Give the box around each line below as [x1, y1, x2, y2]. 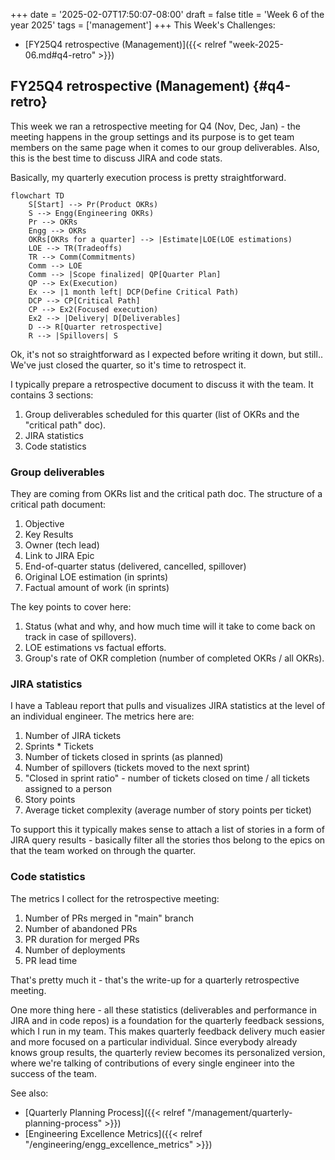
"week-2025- [228, 39, 285, 50]
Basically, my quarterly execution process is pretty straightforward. [10, 171, 287, 183]
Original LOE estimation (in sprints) [24, 571, 169, 583]
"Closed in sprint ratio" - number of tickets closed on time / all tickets [24, 772, 310, 784]
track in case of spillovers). [24, 631, 137, 643]
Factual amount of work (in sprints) [24, 582, 170, 594]
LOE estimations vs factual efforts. [24, 642, 167, 654]
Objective [24, 518, 65, 530]
